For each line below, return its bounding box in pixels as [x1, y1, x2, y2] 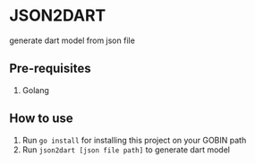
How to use [9, 111, 73, 126]
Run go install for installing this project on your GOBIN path [21, 134, 247, 145]
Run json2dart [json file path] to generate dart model [21, 144, 231, 155]
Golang [21, 84, 49, 95]
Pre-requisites [9, 61, 91, 76]
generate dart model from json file [9, 35, 136, 46]
